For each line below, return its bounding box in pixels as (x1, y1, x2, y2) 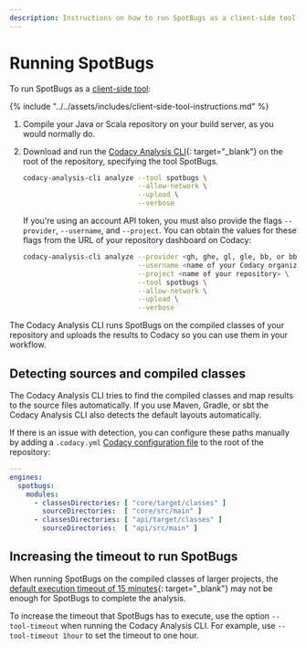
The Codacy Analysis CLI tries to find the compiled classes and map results (9, 390, 294, 400)
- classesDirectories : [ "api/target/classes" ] (33, 515, 223, 525)
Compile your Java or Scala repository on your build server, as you (22, 118, 274, 129)
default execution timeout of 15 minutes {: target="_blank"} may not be (9, 582, 273, 594)
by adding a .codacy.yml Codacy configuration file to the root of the (9, 437, 264, 448)
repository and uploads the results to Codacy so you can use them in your (9, 330, 289, 341)
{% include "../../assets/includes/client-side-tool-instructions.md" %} (9, 101, 269, 112)
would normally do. (22, 128, 96, 139)
